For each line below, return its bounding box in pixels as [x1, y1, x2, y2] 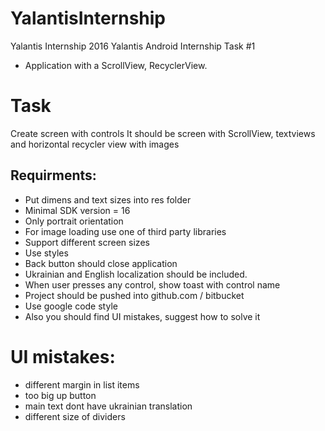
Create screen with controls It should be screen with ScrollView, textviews [10, 127, 316, 139]
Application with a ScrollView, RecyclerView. [24, 59, 208, 71]
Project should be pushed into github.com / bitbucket [24, 289, 245, 301]
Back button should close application [24, 257, 178, 269]
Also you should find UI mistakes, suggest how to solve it [24, 310, 261, 322]
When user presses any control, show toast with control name [24, 278, 281, 291]
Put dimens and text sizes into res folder [24, 193, 192, 206]
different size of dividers [24, 410, 126, 422]
